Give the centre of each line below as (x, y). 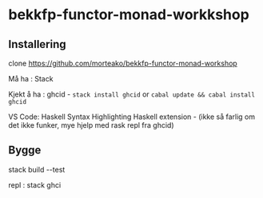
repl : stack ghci (35, 184)
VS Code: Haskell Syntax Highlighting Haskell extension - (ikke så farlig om (132, 117)
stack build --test (37, 169)
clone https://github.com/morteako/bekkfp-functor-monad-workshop (123, 63)
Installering (37, 44)
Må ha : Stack (31, 79)
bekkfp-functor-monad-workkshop (129, 15)
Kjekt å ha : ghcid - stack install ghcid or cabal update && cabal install (132, 94)
